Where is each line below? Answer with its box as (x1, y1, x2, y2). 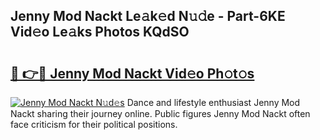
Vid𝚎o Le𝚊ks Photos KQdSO (10, 24, 190, 41)
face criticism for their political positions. (10, 119, 178, 130)
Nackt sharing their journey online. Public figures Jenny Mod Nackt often (10, 108, 311, 119)
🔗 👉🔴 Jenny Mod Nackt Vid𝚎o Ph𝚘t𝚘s (10, 65, 255, 82)
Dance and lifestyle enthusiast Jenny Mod (126, 97, 301, 108)
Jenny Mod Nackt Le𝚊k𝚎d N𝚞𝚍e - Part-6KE (10, 8, 286, 25)
